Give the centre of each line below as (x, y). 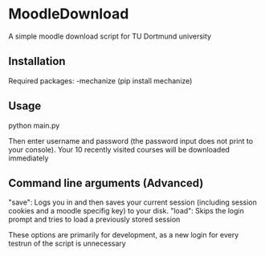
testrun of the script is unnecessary (67, 244)
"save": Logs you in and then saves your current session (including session (132, 202)
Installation (37, 61)
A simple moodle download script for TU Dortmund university (110, 36)
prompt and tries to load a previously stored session (94, 219)
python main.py (34, 125)
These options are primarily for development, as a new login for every (124, 235)
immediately (29, 158)
